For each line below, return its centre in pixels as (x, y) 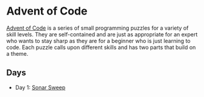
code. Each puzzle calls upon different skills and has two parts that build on (101, 47)
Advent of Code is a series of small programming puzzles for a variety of (97, 28)
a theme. (17, 53)
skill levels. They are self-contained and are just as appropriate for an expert (102, 34)
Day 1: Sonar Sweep (40, 87)
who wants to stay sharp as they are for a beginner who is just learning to (98, 41)
